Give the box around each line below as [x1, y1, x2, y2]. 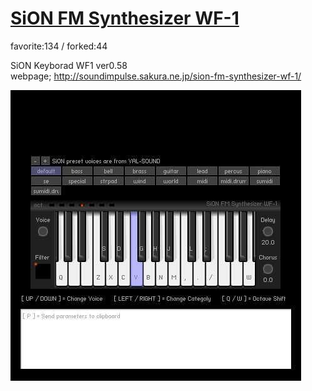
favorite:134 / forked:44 [10, 40, 108, 52]
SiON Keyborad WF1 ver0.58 [10, 59, 128, 71]
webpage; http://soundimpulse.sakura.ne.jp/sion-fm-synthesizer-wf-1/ [10, 70, 302, 82]
